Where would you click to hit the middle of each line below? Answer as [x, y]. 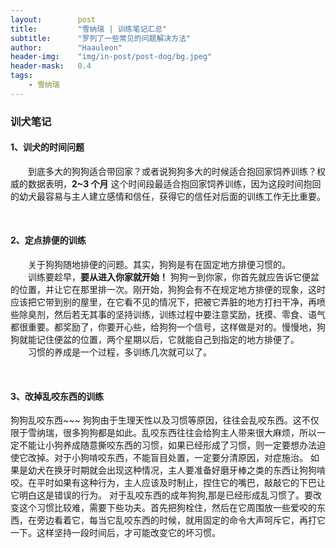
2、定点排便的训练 [48, 240]
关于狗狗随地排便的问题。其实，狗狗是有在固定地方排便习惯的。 [159, 265]
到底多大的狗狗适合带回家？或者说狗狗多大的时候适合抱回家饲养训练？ [172, 171]
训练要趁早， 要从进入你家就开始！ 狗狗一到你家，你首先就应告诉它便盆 [174, 277]
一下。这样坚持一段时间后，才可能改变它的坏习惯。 [115, 533]
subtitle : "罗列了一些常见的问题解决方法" [101, 38]
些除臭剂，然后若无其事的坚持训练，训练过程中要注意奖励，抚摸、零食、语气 [168, 315]
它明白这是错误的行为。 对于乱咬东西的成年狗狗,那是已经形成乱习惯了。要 [161, 495]
